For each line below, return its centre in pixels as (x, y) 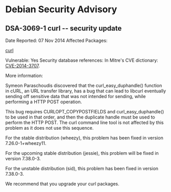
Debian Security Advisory (61, 9)
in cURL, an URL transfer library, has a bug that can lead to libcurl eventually (86, 91)
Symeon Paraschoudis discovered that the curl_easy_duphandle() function (84, 86)
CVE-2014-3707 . (23, 66)
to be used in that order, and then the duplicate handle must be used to (80, 117)
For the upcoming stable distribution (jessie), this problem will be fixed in (82, 153)
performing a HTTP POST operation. (44, 102)
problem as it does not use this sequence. (49, 128)
